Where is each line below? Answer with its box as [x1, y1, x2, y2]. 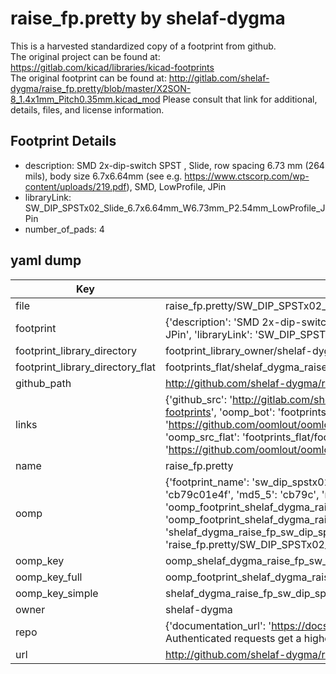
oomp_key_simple [15, 586, 99, 600]
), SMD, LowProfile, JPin [126, 180, 227, 192]
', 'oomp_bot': [210, 405, 276, 419]
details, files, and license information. [10, 103, 165, 116]
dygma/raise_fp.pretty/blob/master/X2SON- [10, 82, 192, 94]
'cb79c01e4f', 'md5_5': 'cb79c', [164, 487, 320, 501]
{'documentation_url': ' [164, 618, 272, 632]
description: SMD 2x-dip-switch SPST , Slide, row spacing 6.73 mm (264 [24, 159, 325, 171]
